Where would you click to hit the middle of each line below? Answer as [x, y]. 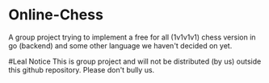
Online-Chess [56, 15]
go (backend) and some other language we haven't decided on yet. [120, 45]
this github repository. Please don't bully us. [82, 69]
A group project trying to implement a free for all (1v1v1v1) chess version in [132, 37]
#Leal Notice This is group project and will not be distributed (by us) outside [135, 61]
